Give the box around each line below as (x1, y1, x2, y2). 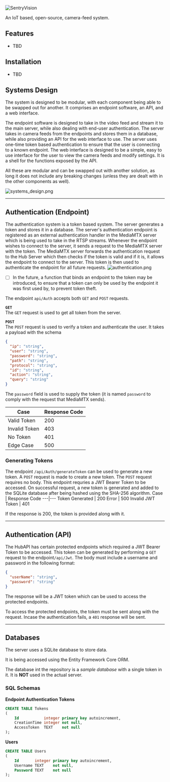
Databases (5, 634, 40, 642)
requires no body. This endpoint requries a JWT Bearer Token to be (5, 479, 146, 486)
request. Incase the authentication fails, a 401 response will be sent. (5, 614, 146, 620)
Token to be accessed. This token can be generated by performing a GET (5, 549, 156, 555)
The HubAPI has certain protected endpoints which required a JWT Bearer (5, 544, 160, 550)
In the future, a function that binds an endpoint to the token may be (12, 275, 153, 281)
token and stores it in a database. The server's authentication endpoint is (5, 227, 158, 233)
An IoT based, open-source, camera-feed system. (5, 15, 110, 20)
